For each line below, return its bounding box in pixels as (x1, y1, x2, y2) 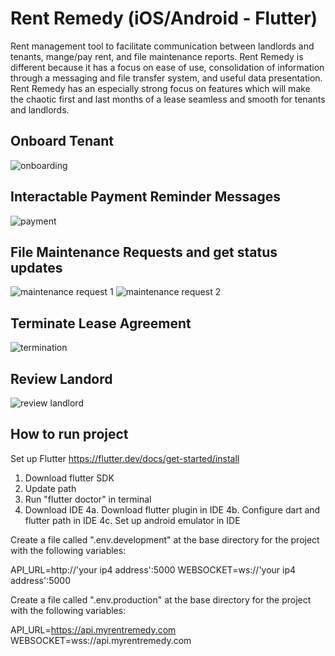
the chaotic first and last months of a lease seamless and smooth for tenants (10, 93, 326, 105)
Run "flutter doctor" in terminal (24, 493, 152, 505)
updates (10, 259, 63, 276)
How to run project (10, 426, 129, 443)
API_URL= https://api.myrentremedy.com (10, 623, 177, 636)
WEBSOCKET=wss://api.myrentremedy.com (10, 634, 192, 646)
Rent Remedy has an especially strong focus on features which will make (10, 82, 311, 94)
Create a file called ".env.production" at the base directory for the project (10, 593, 312, 606)
